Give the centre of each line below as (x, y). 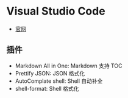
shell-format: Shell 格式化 (47, 88)
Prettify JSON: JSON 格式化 (50, 73)
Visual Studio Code (56, 11)
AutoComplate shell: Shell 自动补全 (59, 81)
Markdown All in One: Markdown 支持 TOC (69, 66)
